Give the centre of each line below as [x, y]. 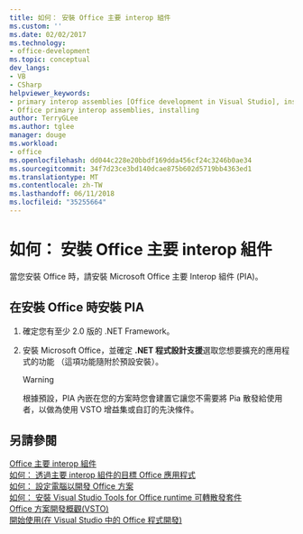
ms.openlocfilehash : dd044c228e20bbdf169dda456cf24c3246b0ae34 [131, 160]
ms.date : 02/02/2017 [48, 34]
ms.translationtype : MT [54, 177]
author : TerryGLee [44, 118]
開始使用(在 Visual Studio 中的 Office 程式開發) [96, 520]
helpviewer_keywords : [50, 93]
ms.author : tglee [42, 127]
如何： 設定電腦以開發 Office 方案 [71, 486]
